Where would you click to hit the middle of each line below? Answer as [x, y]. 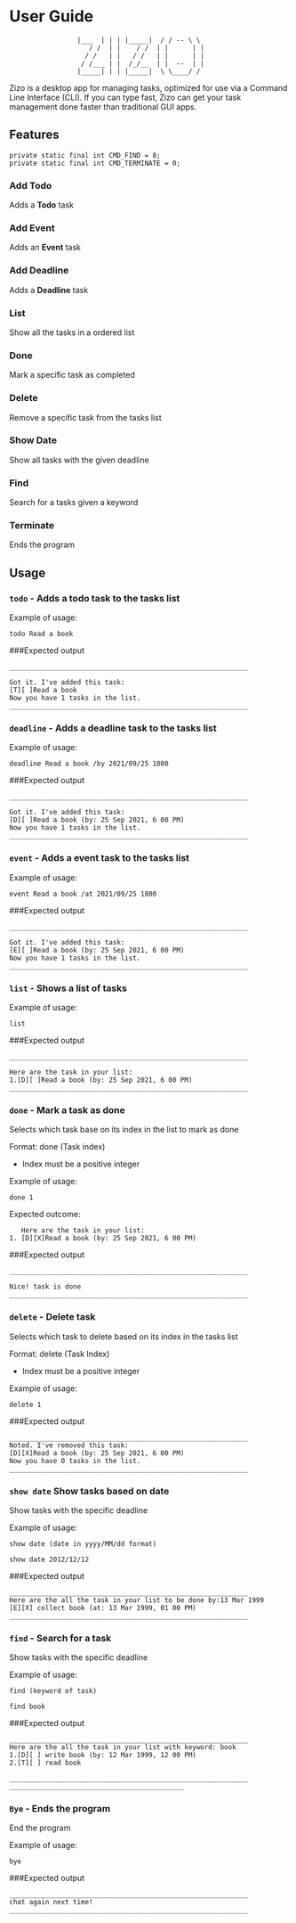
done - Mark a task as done [68, 1109]
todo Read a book [41, 634]
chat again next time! [51, 1903]
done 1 [21, 1198]
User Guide [52, 16]
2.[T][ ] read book [45, 1763]
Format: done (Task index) [57, 1147]
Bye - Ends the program [60, 1809]
